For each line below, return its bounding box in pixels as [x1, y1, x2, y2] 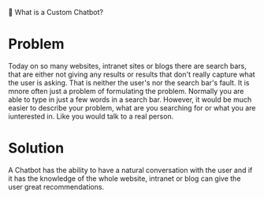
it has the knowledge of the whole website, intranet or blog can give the [8, 174, 241, 183]
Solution [8, 139, 65, 157]
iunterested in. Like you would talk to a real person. [8, 111, 174, 121]
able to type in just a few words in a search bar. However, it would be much [8, 95, 252, 104]
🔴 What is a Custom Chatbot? [8, 8, 104, 17]
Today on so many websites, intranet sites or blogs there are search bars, [8, 61, 247, 70]
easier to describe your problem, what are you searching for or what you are [8, 103, 256, 112]
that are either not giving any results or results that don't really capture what [8, 69, 255, 79]
